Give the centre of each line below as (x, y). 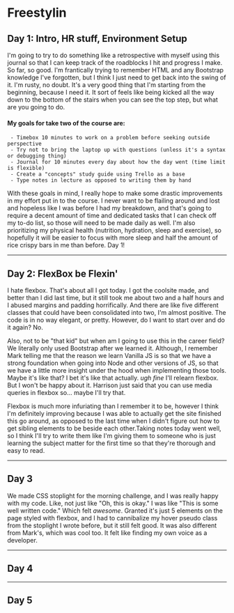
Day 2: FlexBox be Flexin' (63, 273)
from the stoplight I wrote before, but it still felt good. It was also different (112, 525)
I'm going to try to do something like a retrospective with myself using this (114, 55)
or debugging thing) (37, 156)
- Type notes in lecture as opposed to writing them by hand (101, 180)
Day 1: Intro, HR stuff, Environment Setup (97, 39)
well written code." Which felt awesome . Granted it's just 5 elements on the (115, 511)
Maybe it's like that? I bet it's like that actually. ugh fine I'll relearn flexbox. (113, 378)
